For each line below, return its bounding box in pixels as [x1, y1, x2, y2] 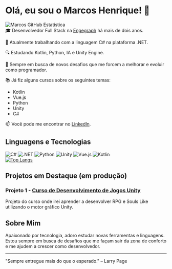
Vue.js [12, 94, 27, 100]
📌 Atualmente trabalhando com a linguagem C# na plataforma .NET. [5, 39, 148, 45]
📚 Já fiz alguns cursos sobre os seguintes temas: [5, 77, 111, 83]
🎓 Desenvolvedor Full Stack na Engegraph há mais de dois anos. [5, 27, 144, 33]
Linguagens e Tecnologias [5, 138, 91, 147]
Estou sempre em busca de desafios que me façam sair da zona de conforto [5, 238, 167, 244]
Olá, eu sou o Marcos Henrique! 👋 [5, 5, 150, 16]
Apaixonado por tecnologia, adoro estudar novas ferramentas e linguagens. [5, 233, 165, 239]
